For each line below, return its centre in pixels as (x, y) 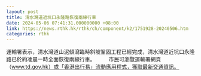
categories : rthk (28, 34)
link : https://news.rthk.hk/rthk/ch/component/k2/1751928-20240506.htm (97, 28)
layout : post (22, 12)
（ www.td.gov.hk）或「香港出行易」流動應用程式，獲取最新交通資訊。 (93, 67)
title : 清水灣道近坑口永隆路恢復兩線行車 (51, 17)
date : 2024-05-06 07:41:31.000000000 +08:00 (63, 23)
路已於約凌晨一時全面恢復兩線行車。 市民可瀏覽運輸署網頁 (84, 59)
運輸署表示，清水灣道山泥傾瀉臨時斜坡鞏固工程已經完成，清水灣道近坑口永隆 (100, 52)
